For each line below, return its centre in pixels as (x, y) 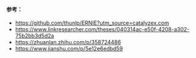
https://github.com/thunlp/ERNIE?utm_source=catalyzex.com (92, 23)
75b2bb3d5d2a (34, 36)
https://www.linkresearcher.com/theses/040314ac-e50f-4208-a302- (102, 30)
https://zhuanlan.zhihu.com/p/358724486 (68, 42)
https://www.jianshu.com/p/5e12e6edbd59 (69, 49)
